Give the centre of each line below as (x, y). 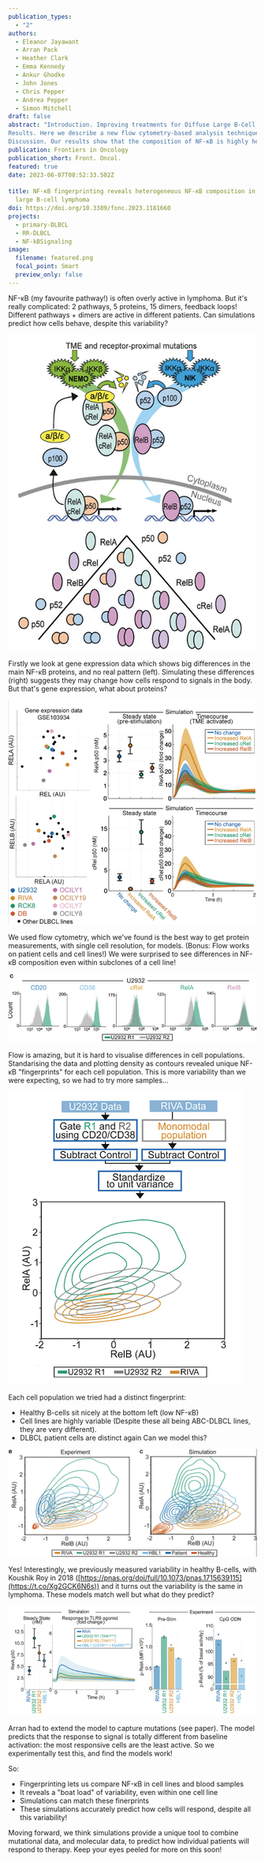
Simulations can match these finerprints (84, 1801)
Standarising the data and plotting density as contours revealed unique (123, 1063)
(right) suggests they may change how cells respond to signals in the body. (130, 680)
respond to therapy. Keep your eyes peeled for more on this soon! (115, 1849)
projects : (24, 216)
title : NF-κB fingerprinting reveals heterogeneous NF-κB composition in (132, 192)
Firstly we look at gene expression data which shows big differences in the (129, 664)
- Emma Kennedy (40, 67)
